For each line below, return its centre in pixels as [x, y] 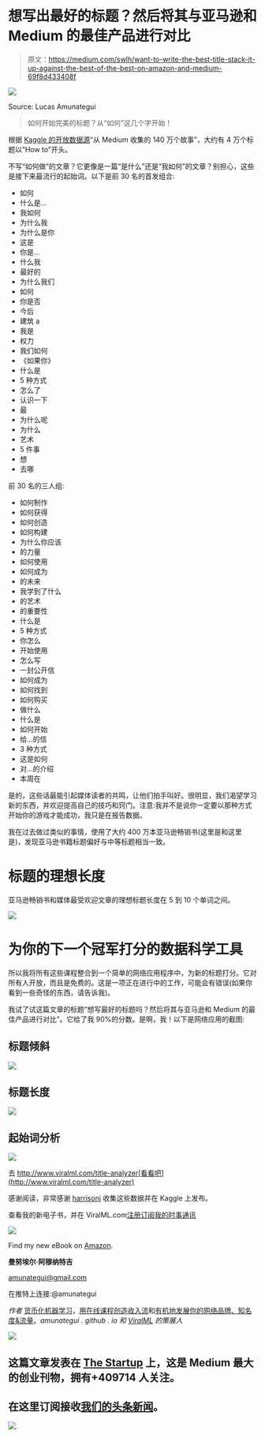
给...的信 [33, 739]
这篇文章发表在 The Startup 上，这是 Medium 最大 [131, 1363]
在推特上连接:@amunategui [52, 1294]
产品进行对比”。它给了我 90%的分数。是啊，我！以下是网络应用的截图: [130, 1019]
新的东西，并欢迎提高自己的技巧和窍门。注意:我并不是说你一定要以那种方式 [130, 805]
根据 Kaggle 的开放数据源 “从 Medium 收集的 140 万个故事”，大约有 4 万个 [127, 140]
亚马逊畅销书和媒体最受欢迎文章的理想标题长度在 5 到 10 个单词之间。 [121, 899]
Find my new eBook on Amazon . [61, 1246]
